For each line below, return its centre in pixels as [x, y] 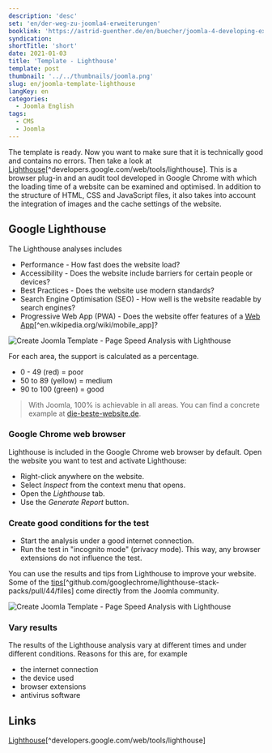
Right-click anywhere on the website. [82, 476]
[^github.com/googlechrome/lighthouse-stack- [142, 582]
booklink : [25, 31]
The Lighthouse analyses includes [66, 249]
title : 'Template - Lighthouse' [63, 62]
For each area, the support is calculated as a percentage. [104, 356]
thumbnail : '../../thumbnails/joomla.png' [81, 76]
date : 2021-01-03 [38, 53]
